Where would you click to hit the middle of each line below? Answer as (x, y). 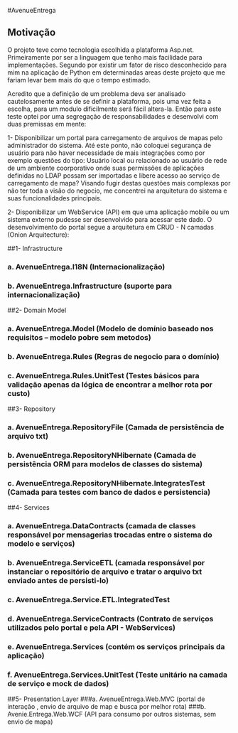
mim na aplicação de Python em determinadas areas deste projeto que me (117, 72)
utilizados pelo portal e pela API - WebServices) (92, 627)
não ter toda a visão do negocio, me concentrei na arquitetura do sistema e (117, 191)
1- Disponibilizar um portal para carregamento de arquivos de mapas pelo (115, 137)
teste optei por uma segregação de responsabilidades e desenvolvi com (113, 116)
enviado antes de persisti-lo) (58, 581)
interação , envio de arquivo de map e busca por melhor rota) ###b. (107, 707)
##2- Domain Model (37, 310)
